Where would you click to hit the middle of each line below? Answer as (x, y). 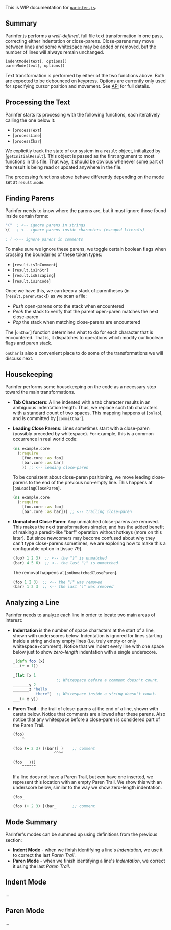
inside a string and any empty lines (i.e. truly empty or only (75, 641)
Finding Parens (30, 199)
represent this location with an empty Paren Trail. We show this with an (87, 782)
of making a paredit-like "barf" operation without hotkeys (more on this (87, 532)
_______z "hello (30, 689)
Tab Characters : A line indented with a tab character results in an (81, 402)
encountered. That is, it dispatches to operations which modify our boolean (84, 338)
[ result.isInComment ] (35, 265)
